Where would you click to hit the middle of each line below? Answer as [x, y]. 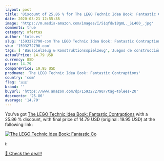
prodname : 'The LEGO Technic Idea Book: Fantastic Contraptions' [73, 73]
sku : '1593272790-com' [28, 46]
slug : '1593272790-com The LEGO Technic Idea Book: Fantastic [70, 41]
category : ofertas [24, 32]
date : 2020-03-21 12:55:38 [32, 19]
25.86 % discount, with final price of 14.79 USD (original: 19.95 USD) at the [80, 120]
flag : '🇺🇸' [17, 82]
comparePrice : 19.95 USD [30, 69]
